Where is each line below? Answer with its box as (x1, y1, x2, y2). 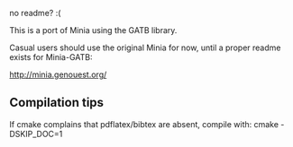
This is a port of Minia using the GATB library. (9, 25, 178, 35)
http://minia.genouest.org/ (9, 69, 107, 80)
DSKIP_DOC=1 (9, 128, 63, 139)
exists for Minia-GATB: (9, 52, 93, 62)
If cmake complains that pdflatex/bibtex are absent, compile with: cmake (9, 118, 279, 129)
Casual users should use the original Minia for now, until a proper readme (9, 42, 281, 53)
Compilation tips (9, 95, 105, 110)
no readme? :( (9, 8, 61, 18)
